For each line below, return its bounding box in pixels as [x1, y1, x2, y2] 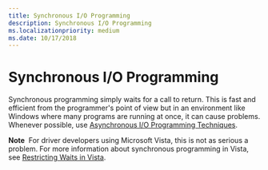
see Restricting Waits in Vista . [8, 152, 106, 162]
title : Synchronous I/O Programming [8, 11, 130, 20]
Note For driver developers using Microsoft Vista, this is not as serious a [8, 136, 249, 145]
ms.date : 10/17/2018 [8, 34, 78, 42]
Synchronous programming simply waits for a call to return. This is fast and [8, 95, 256, 105]
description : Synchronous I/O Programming [8, 19, 152, 27]
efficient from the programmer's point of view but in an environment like [8, 103, 246, 113]
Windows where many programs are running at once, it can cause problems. [8, 112, 261, 121]
